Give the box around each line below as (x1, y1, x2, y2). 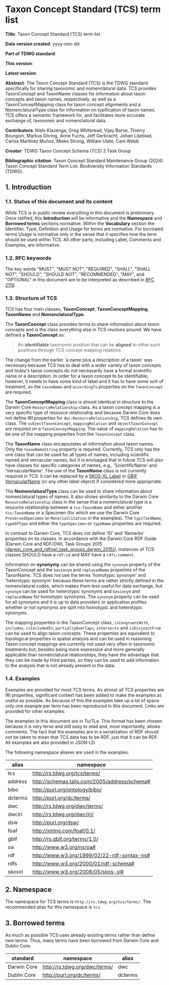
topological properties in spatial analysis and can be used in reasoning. (5, 635, 153, 642)
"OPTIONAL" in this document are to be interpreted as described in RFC (5, 276, 155, 282)
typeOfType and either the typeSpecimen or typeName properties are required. (5, 520, 162, 526)
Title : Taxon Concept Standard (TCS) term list (5, 31, 101, 37)
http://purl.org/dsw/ (32, 819, 79, 826)
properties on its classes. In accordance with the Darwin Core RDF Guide (5, 535, 157, 541)
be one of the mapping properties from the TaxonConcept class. (5, 431, 136, 437)
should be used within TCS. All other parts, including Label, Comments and (5, 236, 161, 242)
